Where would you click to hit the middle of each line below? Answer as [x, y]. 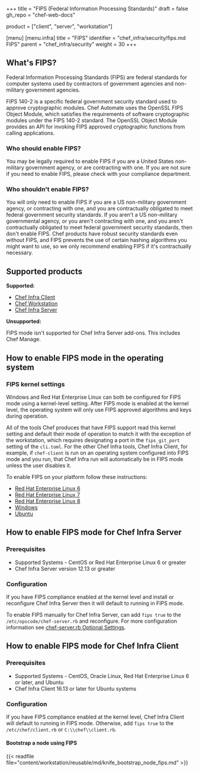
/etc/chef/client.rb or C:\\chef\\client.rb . [61, 729]
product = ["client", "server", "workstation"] [59, 26]
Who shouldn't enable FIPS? [48, 190]
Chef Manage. [24, 339]
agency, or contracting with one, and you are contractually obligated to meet [99, 209]
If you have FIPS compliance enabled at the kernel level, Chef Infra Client [95, 717]
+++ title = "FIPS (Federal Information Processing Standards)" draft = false [97, 9]
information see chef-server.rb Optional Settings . [66, 627]
